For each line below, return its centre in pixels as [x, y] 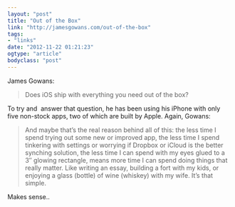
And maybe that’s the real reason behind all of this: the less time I [120, 130]
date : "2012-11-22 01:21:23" [51, 47]
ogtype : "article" [35, 54]
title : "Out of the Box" [44, 21]
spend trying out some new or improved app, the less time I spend [122, 137]
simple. [35, 183]
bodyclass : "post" [35, 61]
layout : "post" [30, 14]
